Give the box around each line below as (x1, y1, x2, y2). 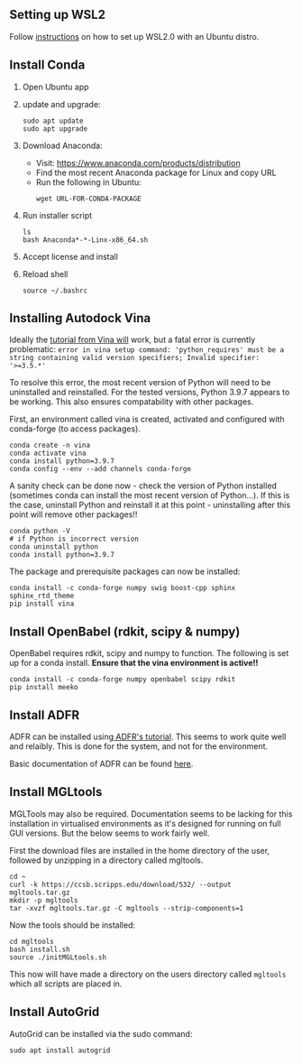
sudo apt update (22, 116, 84, 125)
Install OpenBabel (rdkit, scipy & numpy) (9, 624, 241, 639)
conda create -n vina (9, 441, 91, 450)
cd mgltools (9, 937, 54, 946)
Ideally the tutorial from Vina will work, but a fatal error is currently (9, 334, 256, 346)
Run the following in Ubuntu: (35, 176, 142, 188)
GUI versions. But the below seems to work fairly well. (9, 828, 210, 838)
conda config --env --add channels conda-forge (9, 465, 192, 474)
